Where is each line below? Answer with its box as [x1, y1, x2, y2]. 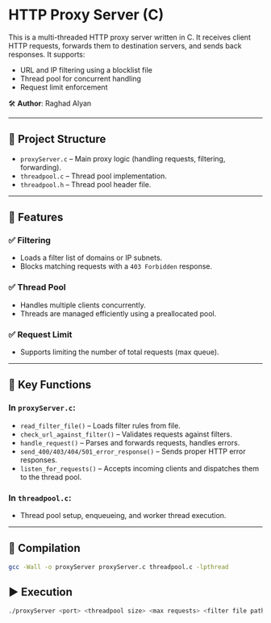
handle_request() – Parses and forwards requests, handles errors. [19, 437, 240, 447]
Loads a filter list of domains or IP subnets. [19, 253, 163, 263]
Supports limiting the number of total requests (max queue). [19, 347, 219, 357]
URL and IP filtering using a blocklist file [19, 65, 153, 74]
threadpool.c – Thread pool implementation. [19, 171, 167, 181]
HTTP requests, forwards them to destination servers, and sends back [8, 40, 242, 50]
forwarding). [19, 162, 62, 172]
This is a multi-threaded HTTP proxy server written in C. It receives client [8, 32, 252, 42]
